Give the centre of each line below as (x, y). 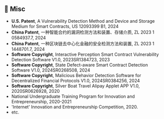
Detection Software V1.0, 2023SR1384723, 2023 (61, 59)
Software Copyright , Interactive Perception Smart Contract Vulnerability (85, 54)
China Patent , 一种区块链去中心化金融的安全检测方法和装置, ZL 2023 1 (83, 43)
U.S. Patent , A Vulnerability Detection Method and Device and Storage (83, 21)
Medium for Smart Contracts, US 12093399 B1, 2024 (65, 26)
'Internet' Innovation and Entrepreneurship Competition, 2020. (75, 107)
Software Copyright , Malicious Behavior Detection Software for (76, 75)
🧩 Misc (15, 9)
